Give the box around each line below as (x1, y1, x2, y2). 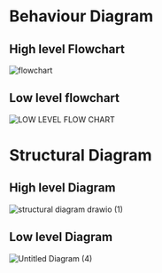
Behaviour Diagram (9, 6, 154, 27)
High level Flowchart (9, 42, 126, 57)
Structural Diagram (9, 145, 152, 165)
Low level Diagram (9, 230, 113, 245)
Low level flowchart (9, 90, 120, 105)
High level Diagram (9, 180, 116, 196)
